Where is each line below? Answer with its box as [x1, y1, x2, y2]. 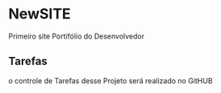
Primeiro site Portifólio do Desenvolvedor [8, 31, 145, 41]
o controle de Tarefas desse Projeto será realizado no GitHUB [8, 75, 213, 85]
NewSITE [8, 5, 71, 23]
